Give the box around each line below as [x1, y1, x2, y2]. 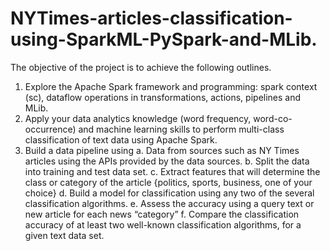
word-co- [253, 112, 293, 124]
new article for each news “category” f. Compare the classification [24, 208, 300, 220]
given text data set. [24, 229, 105, 241]
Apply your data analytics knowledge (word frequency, [24, 112, 252, 124]
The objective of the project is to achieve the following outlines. [10, 61, 272, 73]
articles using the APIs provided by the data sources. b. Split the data [24, 155, 310, 167]
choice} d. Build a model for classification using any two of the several [24, 187, 315, 199]
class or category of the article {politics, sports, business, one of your [24, 176, 313, 188]
